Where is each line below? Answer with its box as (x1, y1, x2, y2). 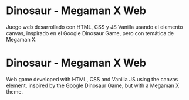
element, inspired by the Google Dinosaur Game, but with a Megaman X (6, 82, 180, 89)
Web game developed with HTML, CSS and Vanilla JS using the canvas (6, 75, 178, 82)
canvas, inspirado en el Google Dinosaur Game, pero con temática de (6, 29, 174, 36)
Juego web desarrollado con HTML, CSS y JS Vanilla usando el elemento (6, 23, 183, 30)
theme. (6, 88, 23, 95)
